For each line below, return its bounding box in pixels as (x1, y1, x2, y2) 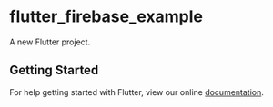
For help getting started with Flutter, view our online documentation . (9, 86, 264, 97)
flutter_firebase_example (9, 6, 203, 27)
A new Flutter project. (9, 36, 91, 47)
